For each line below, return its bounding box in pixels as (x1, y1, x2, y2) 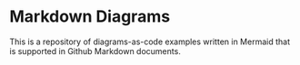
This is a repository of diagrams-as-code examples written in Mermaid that (9, 36, 291, 47)
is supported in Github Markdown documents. (9, 45, 182, 56)
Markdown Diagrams (9, 6, 171, 27)
